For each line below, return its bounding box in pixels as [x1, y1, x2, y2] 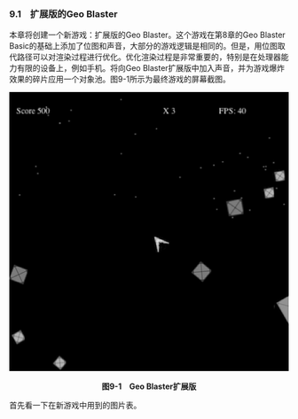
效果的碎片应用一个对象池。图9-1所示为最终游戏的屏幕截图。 [9, 74, 231, 85]
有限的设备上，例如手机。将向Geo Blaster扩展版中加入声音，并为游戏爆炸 [16, 63, 286, 74]
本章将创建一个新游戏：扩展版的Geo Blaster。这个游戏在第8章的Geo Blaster [9, 29, 286, 41]
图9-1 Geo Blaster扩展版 [101, 381, 197, 392]
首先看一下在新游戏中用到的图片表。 [9, 400, 142, 411]
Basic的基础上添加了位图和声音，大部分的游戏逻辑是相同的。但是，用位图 [9, 41, 278, 51]
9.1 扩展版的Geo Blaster [9, 7, 118, 19]
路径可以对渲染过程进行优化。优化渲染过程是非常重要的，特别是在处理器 [16, 51, 281, 63]
